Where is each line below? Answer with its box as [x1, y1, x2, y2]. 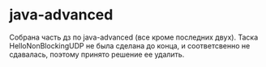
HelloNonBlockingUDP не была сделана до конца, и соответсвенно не [9, 40, 251, 50]
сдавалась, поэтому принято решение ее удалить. [9, 49, 185, 59]
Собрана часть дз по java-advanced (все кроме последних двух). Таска [9, 32, 259, 42]
